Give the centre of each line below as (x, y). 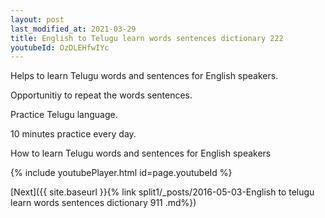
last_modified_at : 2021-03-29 (73, 29)
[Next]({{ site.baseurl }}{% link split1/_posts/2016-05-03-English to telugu (162, 192)
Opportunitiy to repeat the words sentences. (101, 95)
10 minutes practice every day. (73, 134)
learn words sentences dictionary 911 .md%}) (103, 203)
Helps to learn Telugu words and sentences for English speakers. (144, 76)
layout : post (37, 19)
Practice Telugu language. (64, 115)
